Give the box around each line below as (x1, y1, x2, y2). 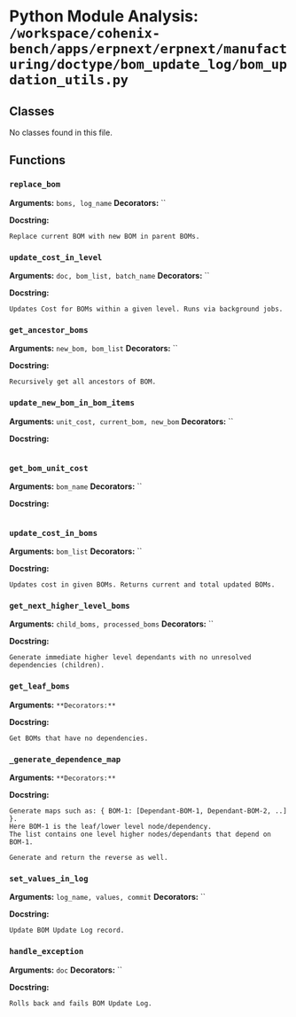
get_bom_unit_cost (9, 463, 89, 473)
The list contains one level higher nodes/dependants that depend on (9, 830, 272, 840)
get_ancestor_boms (9, 325, 89, 335)
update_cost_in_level (9, 252, 103, 263)
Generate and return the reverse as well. (9, 854, 168, 863)
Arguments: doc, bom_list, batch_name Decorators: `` (9, 270, 210, 280)
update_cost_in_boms (9, 528, 98, 538)
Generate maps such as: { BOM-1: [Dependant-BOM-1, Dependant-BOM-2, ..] (9, 807, 288, 816)
